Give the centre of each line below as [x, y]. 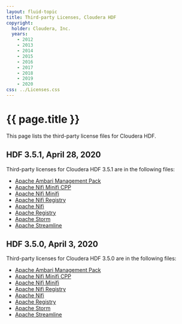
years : [20, 34]
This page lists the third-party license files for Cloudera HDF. [81, 136]
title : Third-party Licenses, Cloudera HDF [61, 17]
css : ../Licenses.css [33, 90]
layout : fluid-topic [32, 12]
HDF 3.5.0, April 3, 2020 [52, 244]
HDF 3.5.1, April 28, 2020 [54, 155]
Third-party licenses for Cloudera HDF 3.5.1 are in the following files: [91, 169]
